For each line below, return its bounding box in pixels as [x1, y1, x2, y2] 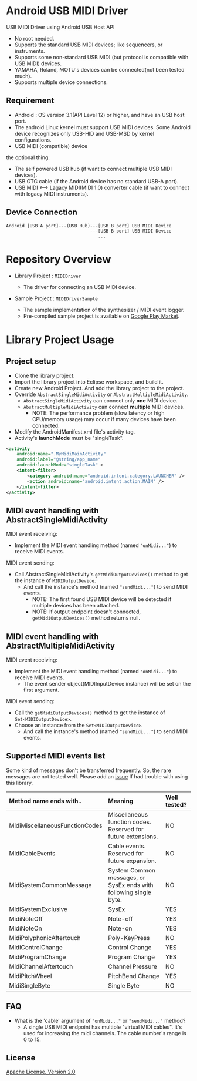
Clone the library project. [14, 372, 75, 379]
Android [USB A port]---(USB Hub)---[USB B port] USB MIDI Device [6, 223, 172, 229]
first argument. [23, 686, 60, 693]
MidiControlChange [9, 943, 63, 951]
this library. [6, 779, 33, 786]
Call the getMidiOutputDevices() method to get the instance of [14, 709, 165, 716]
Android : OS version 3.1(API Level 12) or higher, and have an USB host [14, 111, 185, 118]
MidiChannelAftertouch [9, 962, 73, 971]
